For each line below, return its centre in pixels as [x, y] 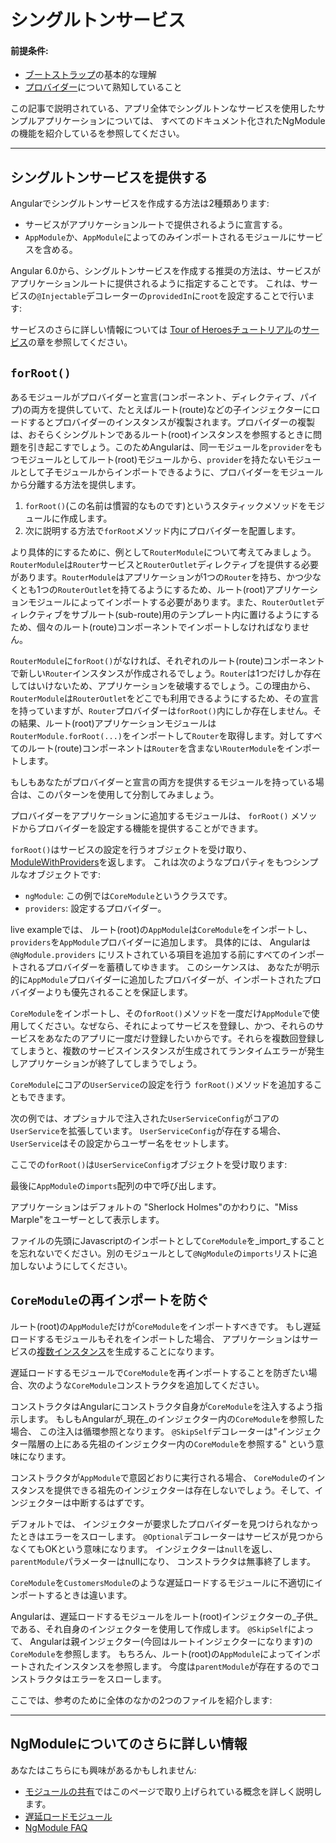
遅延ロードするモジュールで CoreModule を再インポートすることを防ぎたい [159, 1372]
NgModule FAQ [56, 1827]
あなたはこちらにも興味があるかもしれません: [103, 1770]
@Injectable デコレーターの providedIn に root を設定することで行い [171, 296]
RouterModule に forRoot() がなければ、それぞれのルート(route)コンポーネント [167, 661]
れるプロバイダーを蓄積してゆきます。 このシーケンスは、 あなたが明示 [173, 967]
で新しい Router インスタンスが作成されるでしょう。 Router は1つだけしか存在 [166, 673]
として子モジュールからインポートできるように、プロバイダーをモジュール [171, 472]
